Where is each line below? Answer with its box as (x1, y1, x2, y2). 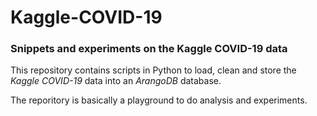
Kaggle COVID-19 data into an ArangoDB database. (10, 75, 222, 87)
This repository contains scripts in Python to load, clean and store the (10, 64, 297, 76)
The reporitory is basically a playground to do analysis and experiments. (10, 94, 308, 106)
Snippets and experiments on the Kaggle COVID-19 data (10, 42, 288, 56)
